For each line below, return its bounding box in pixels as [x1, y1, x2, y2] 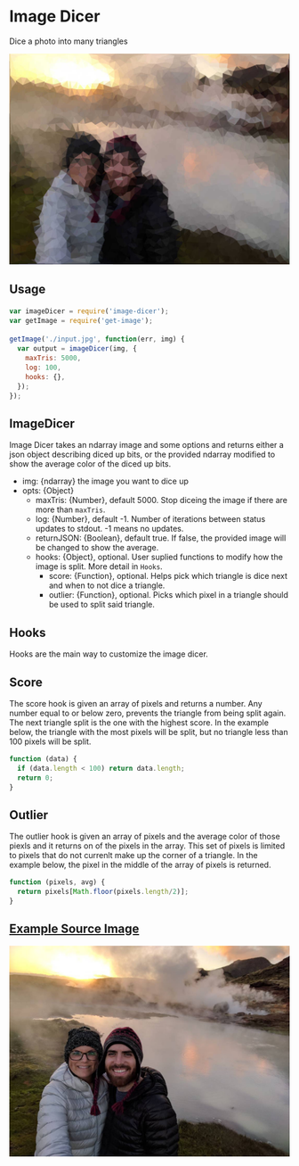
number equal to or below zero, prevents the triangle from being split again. [9, 707, 287, 718]
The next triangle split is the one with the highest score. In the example [9, 716, 270, 728]
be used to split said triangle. [48, 600, 156, 610]
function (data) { [9, 754, 77, 764]
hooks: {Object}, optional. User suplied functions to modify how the [35, 551, 283, 563]
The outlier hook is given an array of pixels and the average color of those [9, 831, 280, 842]
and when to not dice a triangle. [48, 580, 166, 591]
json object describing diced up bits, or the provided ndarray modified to [9, 449, 276, 460]
